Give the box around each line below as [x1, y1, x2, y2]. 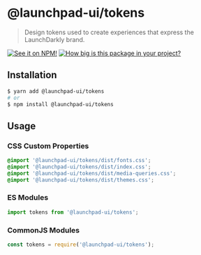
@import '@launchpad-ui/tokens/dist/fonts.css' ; [7, 157, 151, 164]
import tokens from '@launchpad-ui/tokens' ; [7, 208, 139, 216]
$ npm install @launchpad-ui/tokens [7, 101, 114, 108]
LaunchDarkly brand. [24, 35, 85, 43]
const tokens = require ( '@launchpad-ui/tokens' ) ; [7, 241, 155, 249]
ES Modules [7, 193, 49, 203]
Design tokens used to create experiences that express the [24, 28, 194, 36]
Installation [7, 69, 57, 81]
